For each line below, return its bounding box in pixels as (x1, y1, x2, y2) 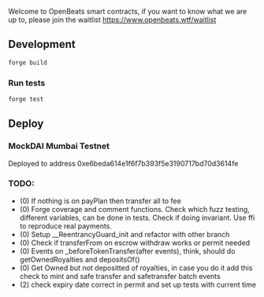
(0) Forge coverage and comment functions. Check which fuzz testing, (19, 204, 250, 213)
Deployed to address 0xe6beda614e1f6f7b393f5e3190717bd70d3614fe (8, 158, 239, 168)
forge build (8, 58, 47, 66)
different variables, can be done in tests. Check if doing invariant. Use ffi (19, 213, 255, 222)
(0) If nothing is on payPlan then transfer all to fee (19, 196, 181, 206)
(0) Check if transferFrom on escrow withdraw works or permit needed (19, 238, 251, 247)
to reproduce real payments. (19, 221, 113, 231)
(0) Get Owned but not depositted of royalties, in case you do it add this (19, 263, 253, 273)
